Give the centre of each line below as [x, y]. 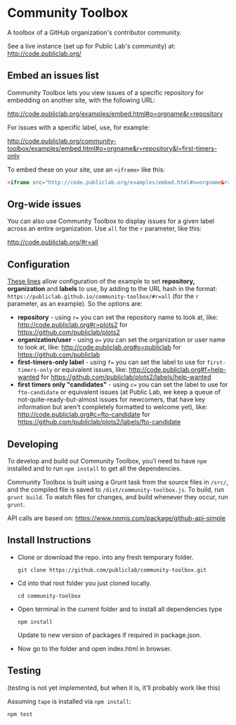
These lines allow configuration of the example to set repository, [101, 281]
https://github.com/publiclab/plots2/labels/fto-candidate [99, 422]
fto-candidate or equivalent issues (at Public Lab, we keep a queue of [119, 392]
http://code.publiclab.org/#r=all [53, 242]
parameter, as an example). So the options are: [75, 304]
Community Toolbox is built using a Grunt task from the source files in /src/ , [118, 482]
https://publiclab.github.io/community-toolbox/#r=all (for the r [103, 296]
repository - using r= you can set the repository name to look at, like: [118, 317]
